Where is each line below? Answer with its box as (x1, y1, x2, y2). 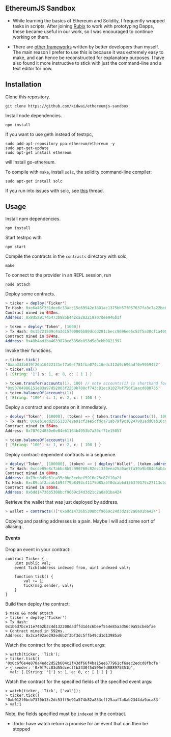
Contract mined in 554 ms (5, 424, 58, 429)
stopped (12, 726, 31, 732)
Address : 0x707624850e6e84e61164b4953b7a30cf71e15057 (5, 428, 122, 433)
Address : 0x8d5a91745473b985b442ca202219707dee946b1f (5, 315, 122, 320)
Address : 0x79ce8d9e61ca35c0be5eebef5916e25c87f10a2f (5, 476, 122, 481)
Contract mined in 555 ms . (5, 485, 60, 490)
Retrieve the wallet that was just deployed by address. (5, 499, 119, 505)
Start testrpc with (5, 234, 42, 241)
